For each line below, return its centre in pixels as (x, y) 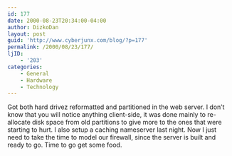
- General (35, 73)
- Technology (39, 87)
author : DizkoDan (33, 27)
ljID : (15, 54)
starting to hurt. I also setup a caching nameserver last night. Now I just (112, 130)
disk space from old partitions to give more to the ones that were (127, 123)
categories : (25, 67)
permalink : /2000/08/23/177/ (51, 47)
